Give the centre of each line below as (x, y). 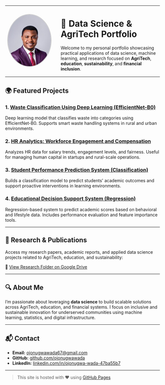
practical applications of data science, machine (108, 53)
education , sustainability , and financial (101, 63)
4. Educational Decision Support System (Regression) (70, 199)
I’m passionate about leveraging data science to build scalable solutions (78, 302)
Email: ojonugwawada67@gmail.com (50, 353)
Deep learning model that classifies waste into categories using (69, 118)
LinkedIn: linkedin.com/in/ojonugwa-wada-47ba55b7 (66, 363)
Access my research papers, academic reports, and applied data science (79, 252)
